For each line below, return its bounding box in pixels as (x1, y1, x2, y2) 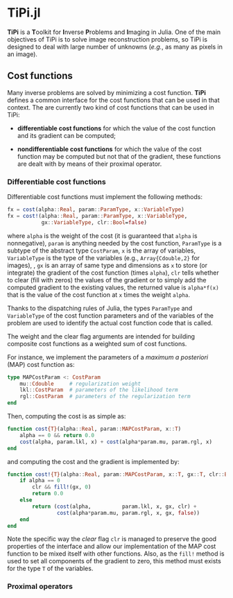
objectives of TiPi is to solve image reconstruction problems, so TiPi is (7, 35, 208, 43)
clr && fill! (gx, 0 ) (32, 484, 92, 490)
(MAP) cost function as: (7, 360, 75, 368)
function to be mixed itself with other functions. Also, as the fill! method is (7, 549, 225, 558)
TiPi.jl (7, 5, 41, 21)
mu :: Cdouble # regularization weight (19, 380, 141, 387)
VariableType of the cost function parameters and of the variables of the (7, 311, 214, 320)
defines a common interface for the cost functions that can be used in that (7, 96, 220, 104)
